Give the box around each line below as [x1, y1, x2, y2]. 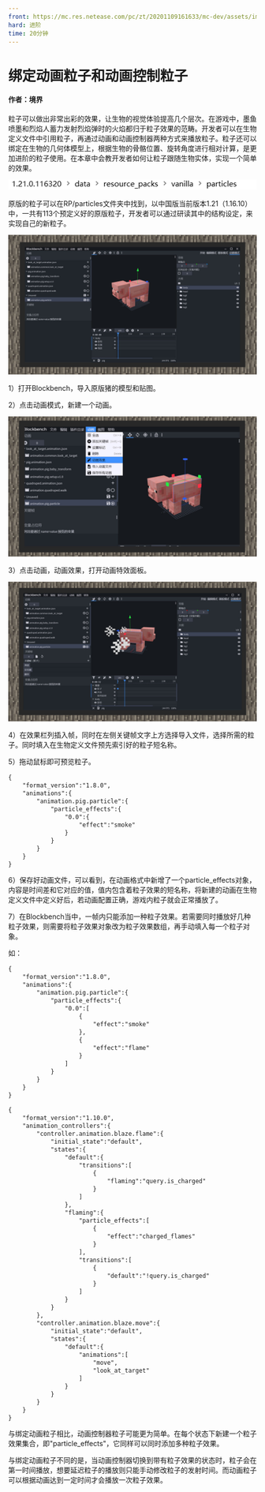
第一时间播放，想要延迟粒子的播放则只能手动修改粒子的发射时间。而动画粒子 [8, 1465, 257, 1475]
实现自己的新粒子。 [8, 218, 71, 228]
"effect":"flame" [92, 1044, 150, 1052]
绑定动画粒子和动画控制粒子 [8, 67, 188, 84]
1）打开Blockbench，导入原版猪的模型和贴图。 [8, 384, 160, 393]
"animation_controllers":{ [22, 1122, 111, 1130]
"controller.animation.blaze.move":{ [36, 1319, 160, 1328]
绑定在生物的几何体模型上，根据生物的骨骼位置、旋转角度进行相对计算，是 [8, 143, 250, 153]
